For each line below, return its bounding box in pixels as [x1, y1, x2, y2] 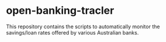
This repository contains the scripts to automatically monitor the [6, 23, 160, 30]
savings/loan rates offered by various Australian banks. [6, 29, 139, 36]
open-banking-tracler [6, 4, 115, 17]
